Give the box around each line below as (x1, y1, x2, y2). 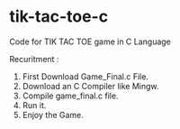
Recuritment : (9, 53, 59, 64)
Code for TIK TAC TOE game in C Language (9, 36, 171, 47)
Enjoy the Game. (22, 109, 84, 120)
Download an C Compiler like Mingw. (22, 80, 159, 91)
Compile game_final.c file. (22, 90, 119, 101)
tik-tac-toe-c (9, 6, 109, 27)
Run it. (22, 99, 47, 110)
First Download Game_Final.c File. (22, 70, 148, 82)
